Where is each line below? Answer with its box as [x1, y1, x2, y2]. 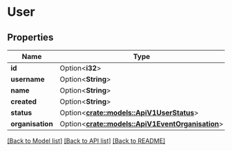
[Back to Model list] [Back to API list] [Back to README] [7, 137, 166, 145]
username [10, 75, 45, 84]
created [10, 97, 37, 106]
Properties [7, 32, 54, 43]
